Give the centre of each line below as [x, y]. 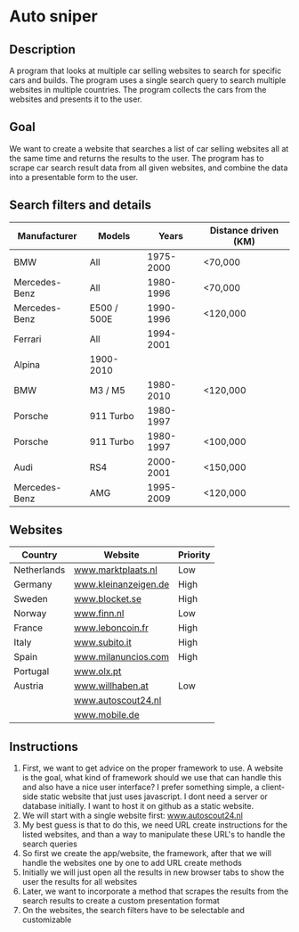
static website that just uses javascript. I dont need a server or [154, 796]
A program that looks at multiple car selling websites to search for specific [145, 70]
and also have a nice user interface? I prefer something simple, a [141, 788]
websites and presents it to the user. [76, 99]
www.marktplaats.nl [116, 570]
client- [273, 788]
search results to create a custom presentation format [121, 901]
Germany [33, 584]
